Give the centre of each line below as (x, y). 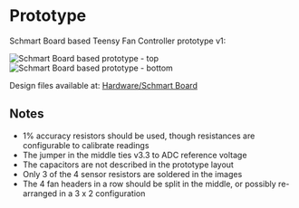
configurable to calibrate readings (86, 145)
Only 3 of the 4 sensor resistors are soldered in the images (132, 174)
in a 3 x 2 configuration (102, 193)
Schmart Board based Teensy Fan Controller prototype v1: (118, 41)
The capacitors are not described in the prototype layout (128, 165)
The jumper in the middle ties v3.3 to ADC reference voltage (135, 155)
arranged (39, 193)
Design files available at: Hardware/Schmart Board (103, 85)
